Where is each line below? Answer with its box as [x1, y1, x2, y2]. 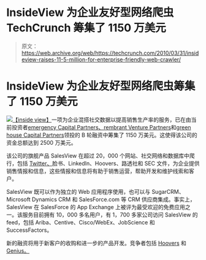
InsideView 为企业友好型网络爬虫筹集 [6, 79, 196, 93]
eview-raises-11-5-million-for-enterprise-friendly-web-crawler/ [21, 56, 181, 63]
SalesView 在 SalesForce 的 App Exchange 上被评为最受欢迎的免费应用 [6, 203, 185, 210]
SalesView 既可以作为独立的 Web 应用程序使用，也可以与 [6, 188, 151, 195]
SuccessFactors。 [6, 226, 53, 234]
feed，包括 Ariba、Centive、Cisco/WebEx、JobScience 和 [6, 218, 155, 226]
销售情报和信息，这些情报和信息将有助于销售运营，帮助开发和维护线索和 [6, 167, 189, 175]
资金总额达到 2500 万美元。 [6, 139, 77, 146]
